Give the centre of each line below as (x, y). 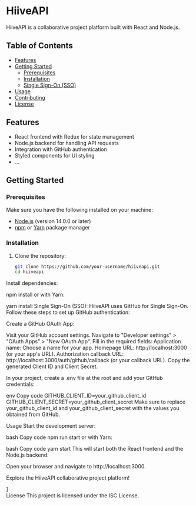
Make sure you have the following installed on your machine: (79, 210)
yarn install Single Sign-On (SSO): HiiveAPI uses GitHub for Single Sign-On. (97, 306)
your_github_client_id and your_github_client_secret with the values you (93, 408)
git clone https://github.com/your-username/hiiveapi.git (87, 267)
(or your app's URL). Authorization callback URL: (65, 354)
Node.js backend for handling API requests (67, 143)
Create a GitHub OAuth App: (40, 324)
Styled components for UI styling (55, 155)
